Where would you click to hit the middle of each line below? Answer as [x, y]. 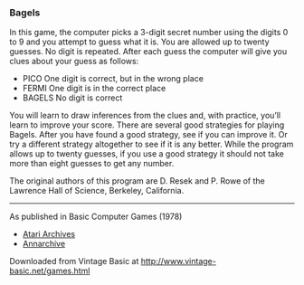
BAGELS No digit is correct [72, 98]
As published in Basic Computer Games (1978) [96, 217]
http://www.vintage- [179, 261]
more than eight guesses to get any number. [92, 164]
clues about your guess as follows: [74, 62]
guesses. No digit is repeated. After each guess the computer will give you [148, 52]
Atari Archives [48, 234]
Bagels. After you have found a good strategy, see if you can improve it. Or [148, 135]
